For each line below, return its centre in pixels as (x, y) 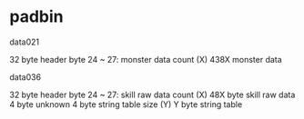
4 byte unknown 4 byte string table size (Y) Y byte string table (126, 104)
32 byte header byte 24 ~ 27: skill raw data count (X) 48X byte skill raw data (152, 94)
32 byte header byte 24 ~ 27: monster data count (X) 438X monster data (146, 59)
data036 (25, 77)
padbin (36, 17)
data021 (25, 42)
